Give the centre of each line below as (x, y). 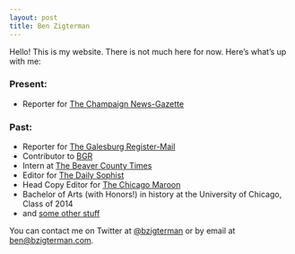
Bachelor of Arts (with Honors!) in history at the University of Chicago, (152, 195)
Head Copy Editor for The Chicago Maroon (101, 185)
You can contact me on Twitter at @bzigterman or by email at (122, 231)
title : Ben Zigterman (50, 26)
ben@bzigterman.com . (52, 241)
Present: (28, 84)
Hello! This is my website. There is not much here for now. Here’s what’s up (148, 51)
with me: (26, 61)
